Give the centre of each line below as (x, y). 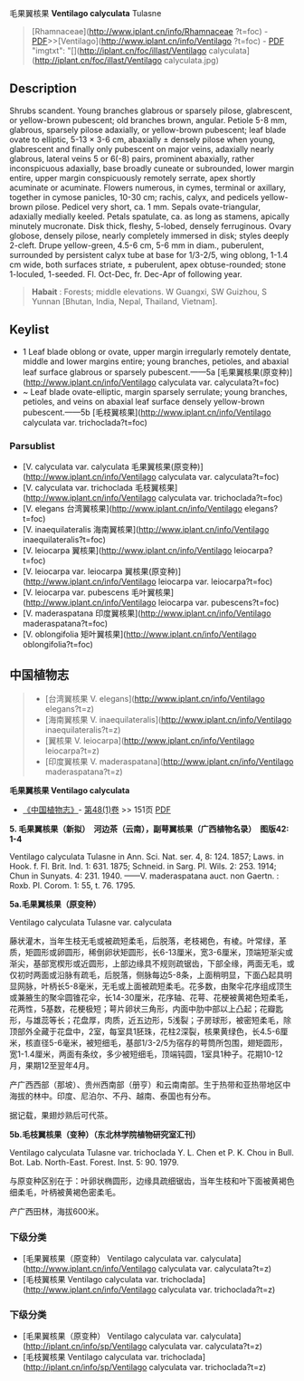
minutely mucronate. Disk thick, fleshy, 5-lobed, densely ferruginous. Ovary (151, 225)
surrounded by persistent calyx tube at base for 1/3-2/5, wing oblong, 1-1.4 (149, 254)
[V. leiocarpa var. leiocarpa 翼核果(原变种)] (102, 571)
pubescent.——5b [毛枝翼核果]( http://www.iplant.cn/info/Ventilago (147, 412)
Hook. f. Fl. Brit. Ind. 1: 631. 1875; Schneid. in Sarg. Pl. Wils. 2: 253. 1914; (143, 866)
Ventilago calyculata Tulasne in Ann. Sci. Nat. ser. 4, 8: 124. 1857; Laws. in (147, 856)
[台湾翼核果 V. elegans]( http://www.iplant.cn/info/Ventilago (155, 698)
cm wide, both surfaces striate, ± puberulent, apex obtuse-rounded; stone (148, 264)
